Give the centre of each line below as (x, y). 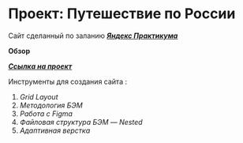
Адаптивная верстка (55, 130)
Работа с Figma (46, 113)
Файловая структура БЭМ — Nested (81, 122)
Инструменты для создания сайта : (68, 81)
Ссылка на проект (40, 66)
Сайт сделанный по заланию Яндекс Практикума (93, 36)
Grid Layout (39, 96)
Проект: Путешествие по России (122, 14)
